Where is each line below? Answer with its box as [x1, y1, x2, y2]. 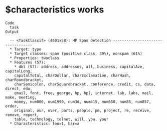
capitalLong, [5, 68, 33, 73]
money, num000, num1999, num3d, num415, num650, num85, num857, [14, 99, 151, 104]
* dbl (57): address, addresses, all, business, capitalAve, [14, 64, 144, 69]
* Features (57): [10, 59, 46, 65]
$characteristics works [5, 4, 104, 15]
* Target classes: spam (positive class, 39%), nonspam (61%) [10, 51, 142, 56]
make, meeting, [5, 94, 37, 100]
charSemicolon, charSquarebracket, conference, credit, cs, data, [14, 81, 156, 86]
